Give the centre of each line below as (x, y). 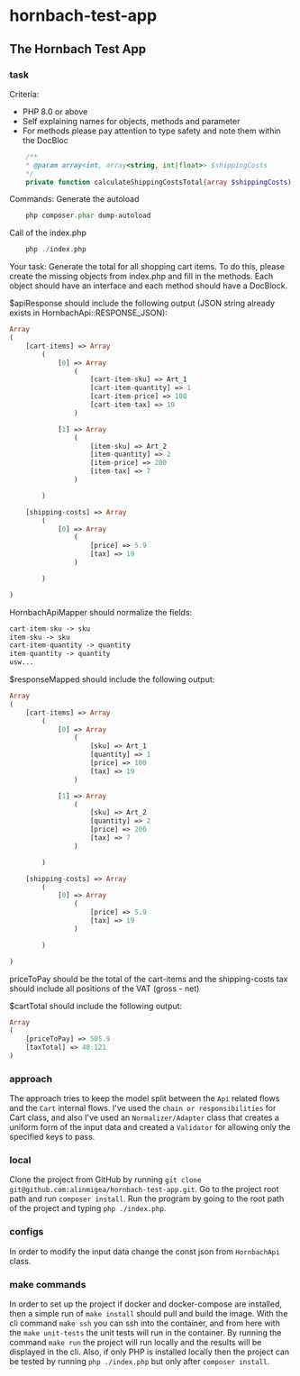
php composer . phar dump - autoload (88, 216)
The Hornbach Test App (78, 49)
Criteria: (24, 94)
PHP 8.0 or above (55, 111)
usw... (22, 662)
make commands (48, 1284)
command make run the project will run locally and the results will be (136, 1343)
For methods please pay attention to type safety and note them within (151, 131)
